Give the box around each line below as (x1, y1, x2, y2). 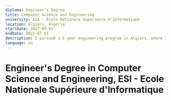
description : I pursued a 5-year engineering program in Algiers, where (5, 36, 163, 41)
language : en (5, 41, 33, 46)
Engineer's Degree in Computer (5, 62, 141, 74)
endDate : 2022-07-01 (5, 31, 49, 36)
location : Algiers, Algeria (5, 21, 65, 27)
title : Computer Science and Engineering (5, 12, 95, 17)
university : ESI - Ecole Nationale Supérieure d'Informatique (5, 17, 140, 22)
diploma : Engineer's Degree (5, 7, 65, 13)
